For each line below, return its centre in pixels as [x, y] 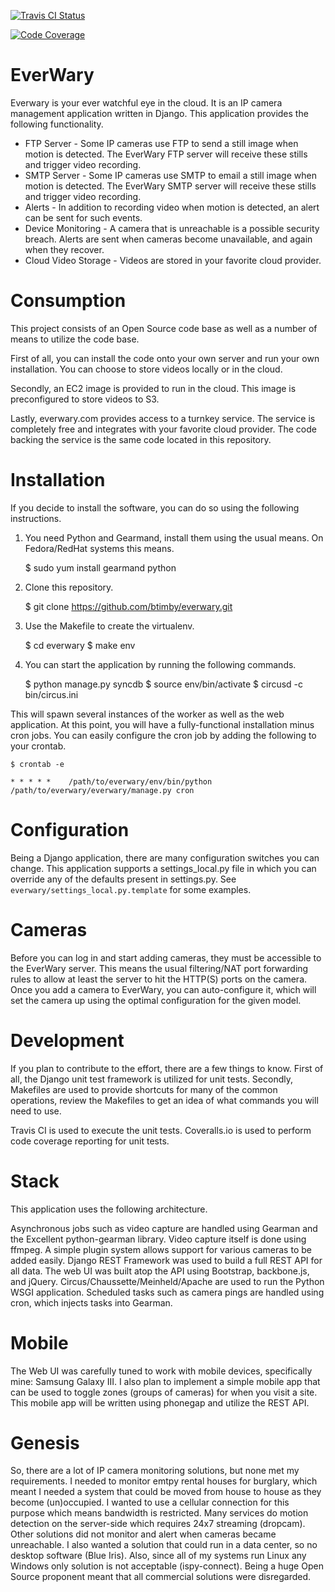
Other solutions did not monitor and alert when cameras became [143, 1534]
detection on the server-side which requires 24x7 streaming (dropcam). [158, 1524]
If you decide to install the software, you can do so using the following [155, 507]
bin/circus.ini [51, 694]
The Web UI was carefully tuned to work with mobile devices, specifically [161, 1371]
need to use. [36, 1111]
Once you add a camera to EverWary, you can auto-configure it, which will [163, 989]
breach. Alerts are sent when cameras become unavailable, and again [168, 239]
